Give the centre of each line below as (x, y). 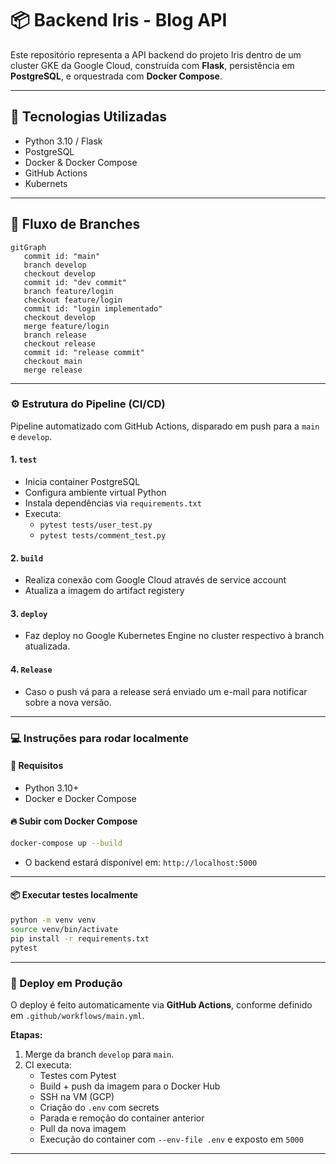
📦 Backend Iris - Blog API (119, 20)
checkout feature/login (73, 300)
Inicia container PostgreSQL (82, 482)
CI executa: (48, 1064)
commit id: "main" (62, 256)
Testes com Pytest (78, 1075)
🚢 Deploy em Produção (66, 983)
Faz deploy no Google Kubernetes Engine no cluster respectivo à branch (174, 636)
